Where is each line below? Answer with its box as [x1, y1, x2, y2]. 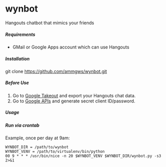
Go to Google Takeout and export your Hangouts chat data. [12, 92, 136, 98]
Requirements [5, 31, 35, 37]
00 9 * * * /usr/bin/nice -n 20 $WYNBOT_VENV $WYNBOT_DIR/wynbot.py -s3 [5, 153, 161, 159]
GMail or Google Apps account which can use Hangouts [12, 44, 130, 50]
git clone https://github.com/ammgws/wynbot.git [5, 68, 107, 74]
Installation [5, 55, 30, 62]
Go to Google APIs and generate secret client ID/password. [12, 98, 135, 104]
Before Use [5, 80, 29, 86]
